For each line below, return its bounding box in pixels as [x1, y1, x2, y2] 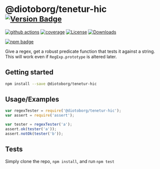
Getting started [5, 68, 54, 77]
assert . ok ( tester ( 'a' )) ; [5, 127, 57, 132]
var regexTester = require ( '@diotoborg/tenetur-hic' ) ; [5, 108, 122, 113]
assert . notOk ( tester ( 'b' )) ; [5, 131, 64, 136]
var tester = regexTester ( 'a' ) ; [5, 122, 72, 127]
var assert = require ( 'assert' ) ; [5, 113, 75, 118]
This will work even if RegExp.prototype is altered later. [5, 53, 117, 59]
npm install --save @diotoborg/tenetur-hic [5, 81, 97, 86]
